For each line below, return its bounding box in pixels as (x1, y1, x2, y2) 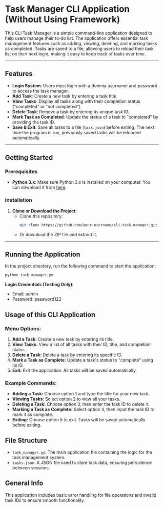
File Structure (5, 436, 47, 444)
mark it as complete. (12, 411, 54, 417)
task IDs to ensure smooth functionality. (5, 497, 85, 503)
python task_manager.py (5, 273, 54, 278)
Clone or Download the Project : (12, 208, 77, 214)
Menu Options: (5, 325, 41, 332)
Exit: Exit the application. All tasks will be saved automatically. (12, 367, 137, 373)
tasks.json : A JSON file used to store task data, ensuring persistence (12, 460, 152, 466)
